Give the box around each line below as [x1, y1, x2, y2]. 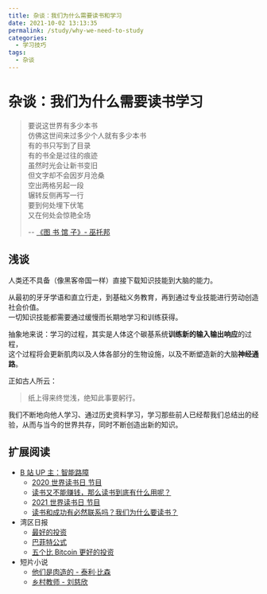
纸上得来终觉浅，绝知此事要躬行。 [27, 393, 140, 402]
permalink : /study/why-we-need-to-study [8, 26, 145, 34]
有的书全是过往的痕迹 [27, 150, 98, 160]
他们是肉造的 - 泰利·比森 [31, 567, 111, 577]
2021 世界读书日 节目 [31, 498, 101, 507]
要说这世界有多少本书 [27, 120, 98, 130]
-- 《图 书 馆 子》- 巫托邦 [27, 227, 110, 236]
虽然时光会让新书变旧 [27, 160, 98, 170]
